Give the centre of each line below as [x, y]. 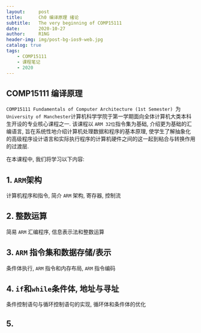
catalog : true [24, 46]
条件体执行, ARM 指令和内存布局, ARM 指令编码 [61, 268]
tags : [13, 51]
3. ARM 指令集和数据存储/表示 [59, 253]
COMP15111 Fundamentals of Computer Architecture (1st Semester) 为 [94, 109]
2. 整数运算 [27, 216]
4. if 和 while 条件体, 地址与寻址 [63, 289]
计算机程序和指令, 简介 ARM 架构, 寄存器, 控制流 [64, 195]
